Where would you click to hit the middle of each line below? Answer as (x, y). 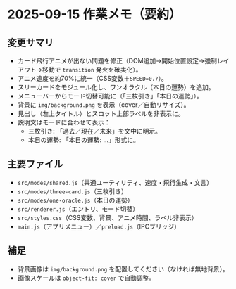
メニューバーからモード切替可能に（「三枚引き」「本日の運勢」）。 (110, 96)
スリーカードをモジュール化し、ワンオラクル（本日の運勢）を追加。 (116, 87)
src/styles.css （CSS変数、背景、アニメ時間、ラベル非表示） (107, 217)
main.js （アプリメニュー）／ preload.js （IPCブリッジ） (99, 226)
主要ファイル (35, 164)
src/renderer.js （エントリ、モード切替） (78, 209)
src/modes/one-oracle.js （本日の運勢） (75, 200)
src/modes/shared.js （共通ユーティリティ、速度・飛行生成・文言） (115, 182)
